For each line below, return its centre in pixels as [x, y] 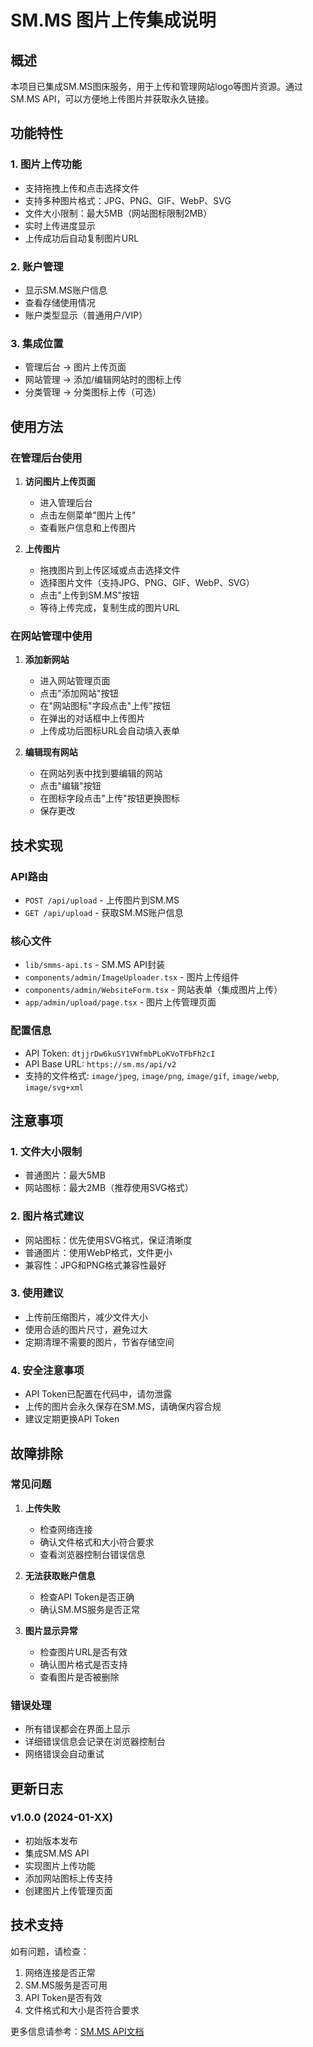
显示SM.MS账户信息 [66, 290]
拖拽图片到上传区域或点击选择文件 [110, 570]
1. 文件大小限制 [46, 1151]
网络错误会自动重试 [64, 1754]
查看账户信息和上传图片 [88, 527]
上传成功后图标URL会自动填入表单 [109, 731]
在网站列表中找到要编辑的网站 [101, 773]
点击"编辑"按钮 [70, 786]
